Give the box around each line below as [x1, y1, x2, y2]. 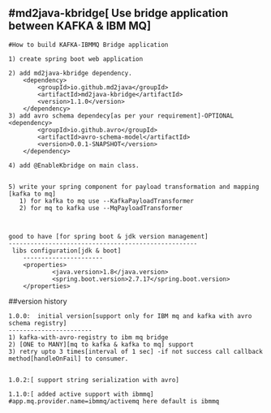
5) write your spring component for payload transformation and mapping [8, 183, 260, 191]
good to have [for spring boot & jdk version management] [8, 232, 209, 240]
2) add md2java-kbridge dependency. [8, 69, 132, 77]
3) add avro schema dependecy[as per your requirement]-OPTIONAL [8, 111, 234, 120]
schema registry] [8, 319, 67, 327]
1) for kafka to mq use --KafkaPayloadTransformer [19, 196, 195, 205]
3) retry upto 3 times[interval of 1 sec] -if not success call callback [8, 347, 264, 355]
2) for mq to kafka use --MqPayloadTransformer [19, 204, 183, 212]
